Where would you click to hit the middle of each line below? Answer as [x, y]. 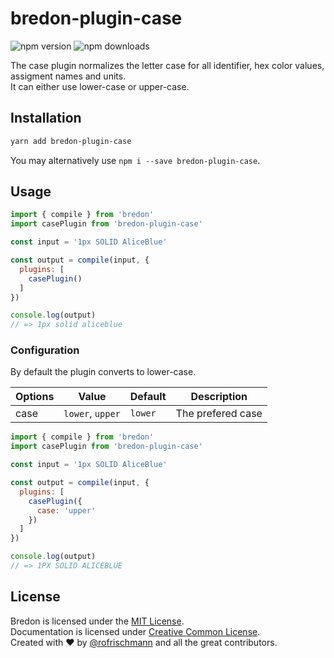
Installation [46, 118]
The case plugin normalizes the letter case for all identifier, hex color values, [167, 65]
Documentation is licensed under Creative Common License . [135, 631]
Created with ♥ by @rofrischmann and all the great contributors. [144, 642]
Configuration [45, 350]
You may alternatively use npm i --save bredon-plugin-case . [135, 160]
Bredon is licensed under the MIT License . [97, 621]
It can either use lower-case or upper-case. [100, 86]
